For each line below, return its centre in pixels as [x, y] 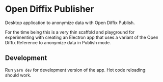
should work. [18, 75]
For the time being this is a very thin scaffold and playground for [70, 32]
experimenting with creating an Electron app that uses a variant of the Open [82, 37]
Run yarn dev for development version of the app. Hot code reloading [75, 70]
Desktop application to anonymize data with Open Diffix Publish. [70, 23]
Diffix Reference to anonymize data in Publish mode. [58, 42]
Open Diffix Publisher [50, 9]
